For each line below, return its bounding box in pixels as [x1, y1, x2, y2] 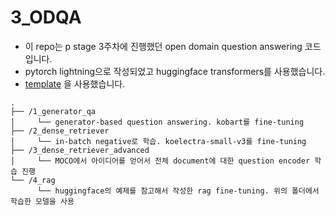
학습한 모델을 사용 [10, 196, 75, 206]
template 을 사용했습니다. [24, 77, 126, 90]
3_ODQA [10, 6, 82, 29]
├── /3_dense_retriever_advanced [10, 145, 150, 155]
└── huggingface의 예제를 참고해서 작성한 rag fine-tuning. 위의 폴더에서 [36, 186, 320, 196]
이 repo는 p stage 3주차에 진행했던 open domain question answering [24, 40, 303, 52]
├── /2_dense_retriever [10, 126, 110, 136]
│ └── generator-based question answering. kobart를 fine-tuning [10, 117, 305, 127]
